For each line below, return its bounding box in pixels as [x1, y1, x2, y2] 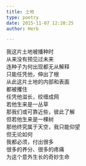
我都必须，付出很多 [6, 138, 54, 146]
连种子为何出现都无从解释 [6, 63, 70, 70]
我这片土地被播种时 [6, 48, 54, 55]
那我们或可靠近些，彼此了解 [6, 108, 75, 115]
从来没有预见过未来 [6, 55, 54, 63]
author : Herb [6, 25, 39, 32]
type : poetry [6, 14, 39, 20]
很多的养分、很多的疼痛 [6, 146, 64, 153]
